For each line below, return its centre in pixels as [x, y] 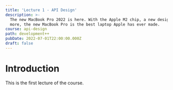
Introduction [32, 68]
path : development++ [28, 34]
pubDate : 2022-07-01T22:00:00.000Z [44, 39]
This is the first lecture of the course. [45, 83]
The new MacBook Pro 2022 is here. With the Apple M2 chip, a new [83, 19]
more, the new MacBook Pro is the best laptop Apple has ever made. [85, 24]
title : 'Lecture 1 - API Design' [41, 10]
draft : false [19, 43]
